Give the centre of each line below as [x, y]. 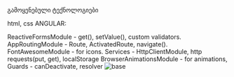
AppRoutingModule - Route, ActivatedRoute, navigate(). [88, 44]
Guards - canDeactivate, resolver [55, 66]
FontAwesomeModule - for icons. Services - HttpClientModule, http [105, 52]
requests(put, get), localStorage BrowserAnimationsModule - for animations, [117, 59]
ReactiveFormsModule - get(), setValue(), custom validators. [95, 37]
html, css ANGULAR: [37, 23]
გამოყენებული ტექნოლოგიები [53, 10]
